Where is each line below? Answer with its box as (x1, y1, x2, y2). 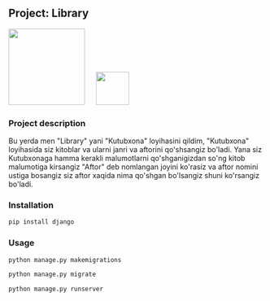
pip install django (8, 218, 75, 226)
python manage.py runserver (8, 285, 104, 294)
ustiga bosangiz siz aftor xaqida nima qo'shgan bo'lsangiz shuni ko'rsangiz (8, 171, 260, 181)
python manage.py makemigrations (8, 255, 122, 264)
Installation (8, 199, 54, 211)
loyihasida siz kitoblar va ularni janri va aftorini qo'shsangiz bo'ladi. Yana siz (8, 145, 263, 155)
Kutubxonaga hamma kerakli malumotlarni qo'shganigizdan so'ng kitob (8, 154, 246, 164)
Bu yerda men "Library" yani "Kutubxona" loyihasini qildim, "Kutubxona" (8, 136, 250, 146)
